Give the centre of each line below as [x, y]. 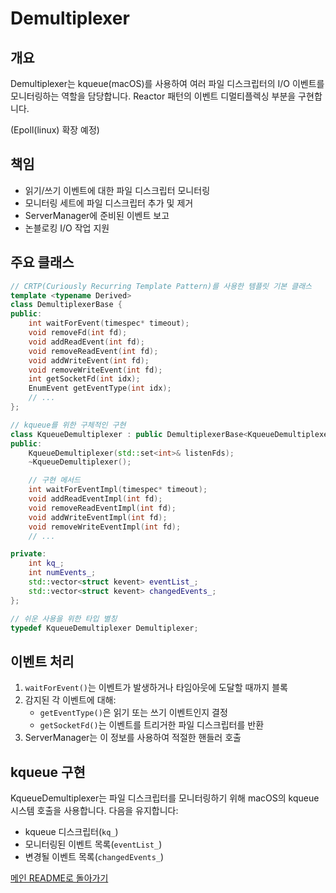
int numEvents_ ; [62, 573]
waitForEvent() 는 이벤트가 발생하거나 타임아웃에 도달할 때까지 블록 [156, 688]
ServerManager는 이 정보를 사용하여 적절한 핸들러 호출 [133, 738]
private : [28, 554]
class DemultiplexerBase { [66, 305]
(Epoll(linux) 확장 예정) [55, 130]
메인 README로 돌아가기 [59, 878]
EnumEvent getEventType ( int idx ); [100, 388]
